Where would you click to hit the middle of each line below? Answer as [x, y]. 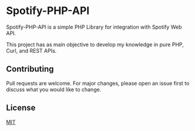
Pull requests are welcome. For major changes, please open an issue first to [98, 83]
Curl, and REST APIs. [31, 50]
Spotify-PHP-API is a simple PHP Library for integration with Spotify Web [94, 27]
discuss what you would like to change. [54, 89]
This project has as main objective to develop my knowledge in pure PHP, [95, 44]
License [21, 108]
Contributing [30, 69]
